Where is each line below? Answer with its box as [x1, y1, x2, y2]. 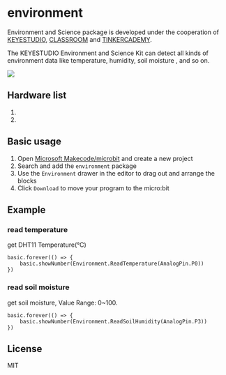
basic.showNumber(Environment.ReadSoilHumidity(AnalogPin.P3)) [20, 318, 208, 325]
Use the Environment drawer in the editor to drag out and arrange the [17, 169, 215, 177]
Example [7, 204, 46, 215]
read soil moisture [7, 282, 70, 292]
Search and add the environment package [17, 162, 137, 170]
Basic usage [7, 136, 61, 148]
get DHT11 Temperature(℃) [7, 240, 87, 249]
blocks [17, 176, 37, 185]
